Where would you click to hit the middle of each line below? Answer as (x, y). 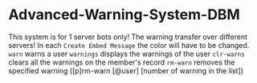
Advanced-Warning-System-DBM (124, 15)
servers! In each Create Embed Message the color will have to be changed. (129, 45)
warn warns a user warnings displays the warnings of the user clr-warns (126, 53)
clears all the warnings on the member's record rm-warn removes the (122, 62)
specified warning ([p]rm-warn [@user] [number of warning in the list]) (126, 70)
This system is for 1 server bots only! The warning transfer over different (128, 37)
